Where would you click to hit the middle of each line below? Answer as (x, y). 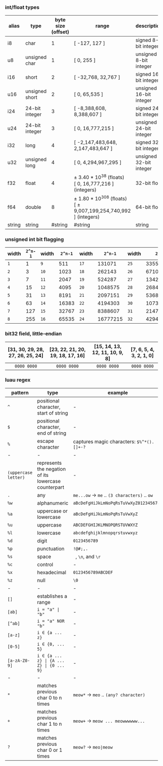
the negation (51, 469)
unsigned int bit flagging (34, 239)
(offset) (60, 32)
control (45, 565)
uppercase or (52, 511)
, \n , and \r (88, 556)
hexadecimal (52, 572)
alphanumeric (53, 503)
